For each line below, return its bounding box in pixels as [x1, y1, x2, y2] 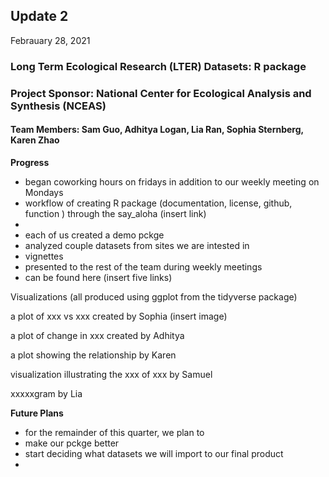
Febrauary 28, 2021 [10, 34, 91, 46]
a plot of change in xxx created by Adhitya [10, 329, 185, 341]
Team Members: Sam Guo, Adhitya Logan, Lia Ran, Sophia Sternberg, [10, 124, 304, 136]
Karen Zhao [10, 134, 60, 146]
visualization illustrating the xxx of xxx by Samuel [10, 368, 213, 380]
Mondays [24, 186, 64, 198]
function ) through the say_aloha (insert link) [24, 207, 207, 219]
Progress [10, 156, 50, 168]
